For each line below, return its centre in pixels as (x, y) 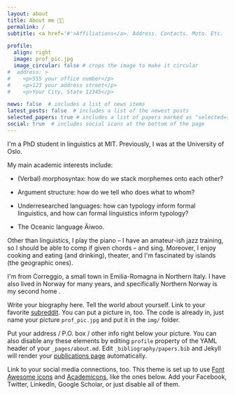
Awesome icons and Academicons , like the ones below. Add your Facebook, (117, 377)
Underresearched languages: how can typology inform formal (106, 206)
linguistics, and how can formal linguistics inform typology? (103, 213)
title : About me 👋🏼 (36, 20)
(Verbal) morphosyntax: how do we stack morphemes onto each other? (120, 178)
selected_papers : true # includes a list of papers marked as (100, 118)
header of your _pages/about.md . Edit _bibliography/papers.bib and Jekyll (114, 348)
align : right (33, 53)
